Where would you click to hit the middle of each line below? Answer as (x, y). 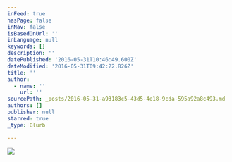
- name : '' (30, 86)
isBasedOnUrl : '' (33, 33)
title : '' (22, 73)
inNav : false (26, 27)
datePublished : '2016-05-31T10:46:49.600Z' (72, 60)
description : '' (31, 54)
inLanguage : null (33, 40)
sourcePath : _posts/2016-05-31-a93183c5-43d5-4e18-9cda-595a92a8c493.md (116, 99)
